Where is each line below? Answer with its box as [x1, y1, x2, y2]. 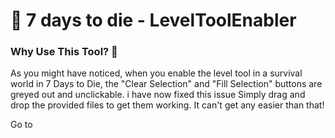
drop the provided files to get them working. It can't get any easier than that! [10, 99, 325, 111]
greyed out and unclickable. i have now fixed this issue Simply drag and [10, 89, 306, 101]
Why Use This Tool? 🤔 [10, 45, 118, 59]
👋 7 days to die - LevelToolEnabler [10, 9, 297, 32]
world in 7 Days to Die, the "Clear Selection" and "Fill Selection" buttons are [10, 78, 323, 90]
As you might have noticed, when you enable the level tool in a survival [10, 67, 303, 79]
